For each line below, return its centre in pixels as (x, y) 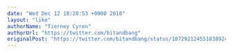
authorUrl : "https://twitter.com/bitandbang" (74, 33)
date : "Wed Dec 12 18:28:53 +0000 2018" (67, 13)
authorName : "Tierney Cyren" (49, 26)
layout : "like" (29, 20)
